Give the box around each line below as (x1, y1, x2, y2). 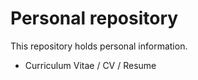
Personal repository (10, 7, 179, 30)
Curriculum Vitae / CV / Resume (24, 59, 157, 71)
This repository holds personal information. (10, 40, 188, 52)
